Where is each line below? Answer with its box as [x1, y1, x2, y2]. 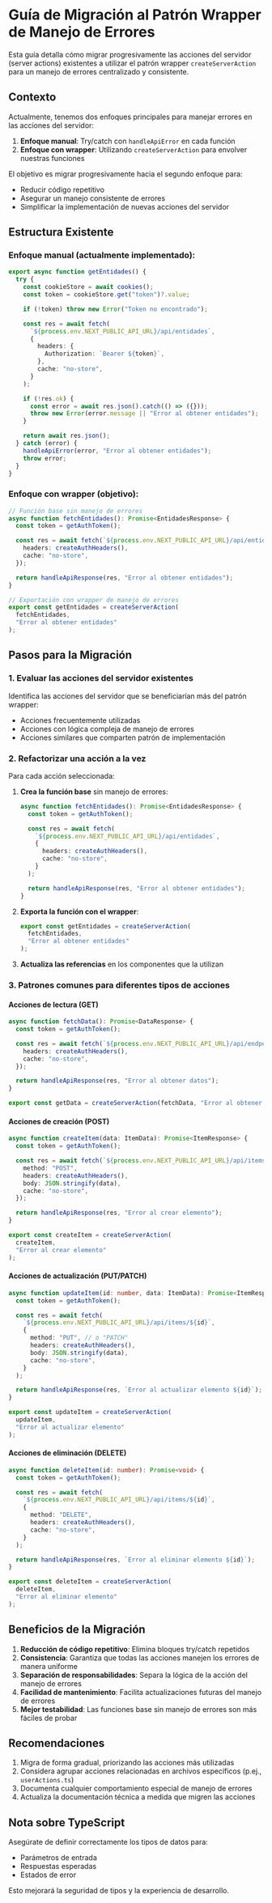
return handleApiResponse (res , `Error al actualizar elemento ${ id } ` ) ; [15, 1386, 263, 1394]
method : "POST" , [23, 1164, 79, 1172]
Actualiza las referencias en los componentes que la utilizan [19, 959, 224, 969]
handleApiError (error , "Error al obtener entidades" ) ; [23, 447, 212, 455]
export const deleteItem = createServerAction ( [8, 1578, 172, 1586]
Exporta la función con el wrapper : [19, 907, 139, 916]
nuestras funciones [19, 153, 85, 163]
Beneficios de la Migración [8, 1623, 146, 1637]
